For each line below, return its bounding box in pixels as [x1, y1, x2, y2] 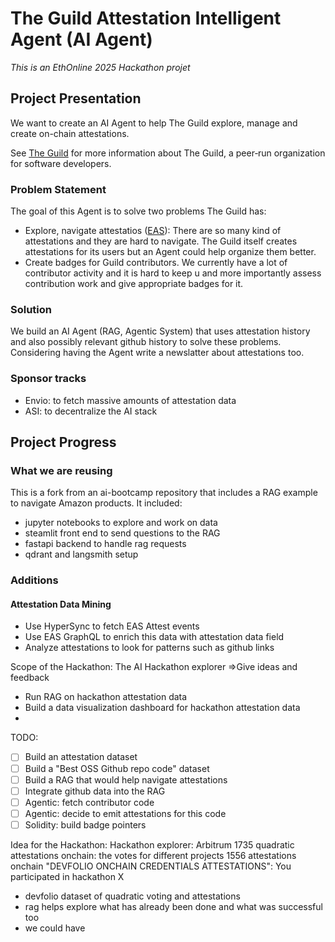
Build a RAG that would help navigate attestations [24, 773, 228, 786]
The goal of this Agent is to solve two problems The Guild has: [10, 205, 267, 217]
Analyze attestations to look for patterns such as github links [24, 642, 275, 654]
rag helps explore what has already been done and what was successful [24, 900, 323, 912]
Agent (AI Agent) [10, 28, 153, 51]
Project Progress [10, 434, 117, 451]
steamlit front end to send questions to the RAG [24, 527, 221, 539]
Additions [10, 573, 59, 587]
